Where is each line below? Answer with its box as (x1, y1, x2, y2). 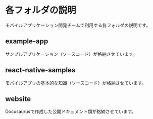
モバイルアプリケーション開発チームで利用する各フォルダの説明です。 (5, 22, 150, 28)
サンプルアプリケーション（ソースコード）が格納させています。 (5, 51, 137, 57)
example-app (5, 37, 48, 46)
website (5, 94, 31, 103)
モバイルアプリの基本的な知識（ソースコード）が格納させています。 (5, 80, 146, 86)
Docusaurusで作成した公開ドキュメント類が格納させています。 (5, 108, 136, 114)
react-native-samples (5, 66, 76, 74)
